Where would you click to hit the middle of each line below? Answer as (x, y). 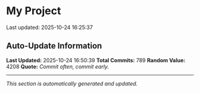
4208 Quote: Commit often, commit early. (57, 66)
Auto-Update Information (54, 46)
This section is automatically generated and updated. (72, 84)
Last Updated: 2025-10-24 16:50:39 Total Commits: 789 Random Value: (96, 60)
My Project (34, 11)
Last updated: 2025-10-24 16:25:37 (50, 27)
